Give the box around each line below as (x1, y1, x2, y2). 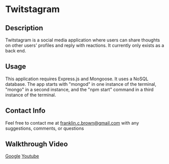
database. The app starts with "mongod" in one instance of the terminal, (5, 81, 156, 87)
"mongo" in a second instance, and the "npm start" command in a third (5, 86, 154, 92)
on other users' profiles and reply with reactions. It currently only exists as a (5, 42, 164, 48)
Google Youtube (5, 153, 40, 159)
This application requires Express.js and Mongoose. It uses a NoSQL (5, 76, 149, 82)
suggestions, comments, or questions (5, 125, 84, 131)
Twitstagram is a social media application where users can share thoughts (5, 37, 160, 43)
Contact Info (5, 106, 46, 115)
